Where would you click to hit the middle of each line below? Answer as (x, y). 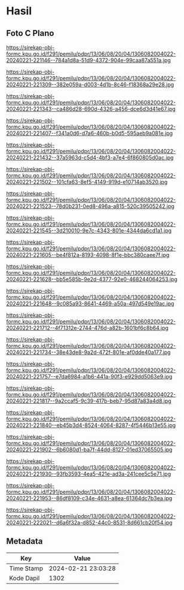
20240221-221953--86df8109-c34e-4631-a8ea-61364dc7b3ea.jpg (89, 498)
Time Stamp (26, 568)
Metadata (24, 541)
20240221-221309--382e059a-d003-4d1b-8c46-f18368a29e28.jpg (90, 84)
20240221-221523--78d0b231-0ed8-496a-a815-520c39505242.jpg (91, 206)
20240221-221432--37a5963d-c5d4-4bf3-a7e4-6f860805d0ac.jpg (90, 158)
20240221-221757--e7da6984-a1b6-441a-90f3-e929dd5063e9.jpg (89, 376)
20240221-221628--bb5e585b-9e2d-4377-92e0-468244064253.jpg (92, 279)
